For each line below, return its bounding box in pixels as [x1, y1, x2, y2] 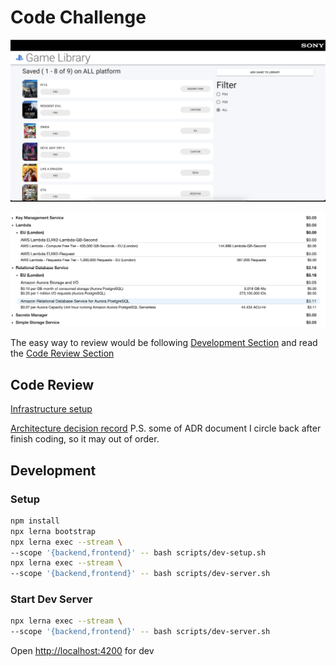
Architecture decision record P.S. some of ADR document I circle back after [10, 422, 322, 435]
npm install [10, 516, 60, 526]
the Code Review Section [10, 347, 115, 360]
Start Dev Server [10, 592, 93, 606]
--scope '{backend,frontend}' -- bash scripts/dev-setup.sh [10, 547, 267, 558]
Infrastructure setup [10, 403, 93, 415]
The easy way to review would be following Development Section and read [10, 337, 318, 349]
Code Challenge [10, 6, 147, 29]
